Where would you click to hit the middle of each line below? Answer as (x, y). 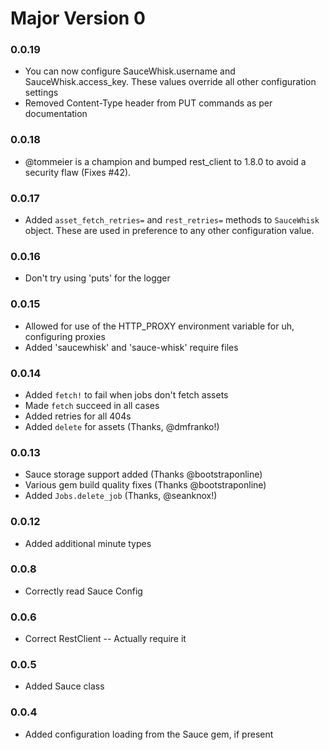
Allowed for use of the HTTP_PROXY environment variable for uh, (159, 326)
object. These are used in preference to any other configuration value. (169, 231)
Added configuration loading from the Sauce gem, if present (149, 734)
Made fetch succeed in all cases (92, 405)
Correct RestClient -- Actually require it (105, 639)
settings (41, 93)
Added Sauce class (64, 686)
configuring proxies (65, 336)
